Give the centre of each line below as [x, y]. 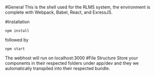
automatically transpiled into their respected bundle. [57, 68]
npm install [17, 31]
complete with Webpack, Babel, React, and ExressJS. [59, 12]
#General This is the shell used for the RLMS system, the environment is [78, 7]
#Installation [18, 22]
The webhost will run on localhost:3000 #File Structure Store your [72, 58]
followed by [17, 40]
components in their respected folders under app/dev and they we [72, 63]
